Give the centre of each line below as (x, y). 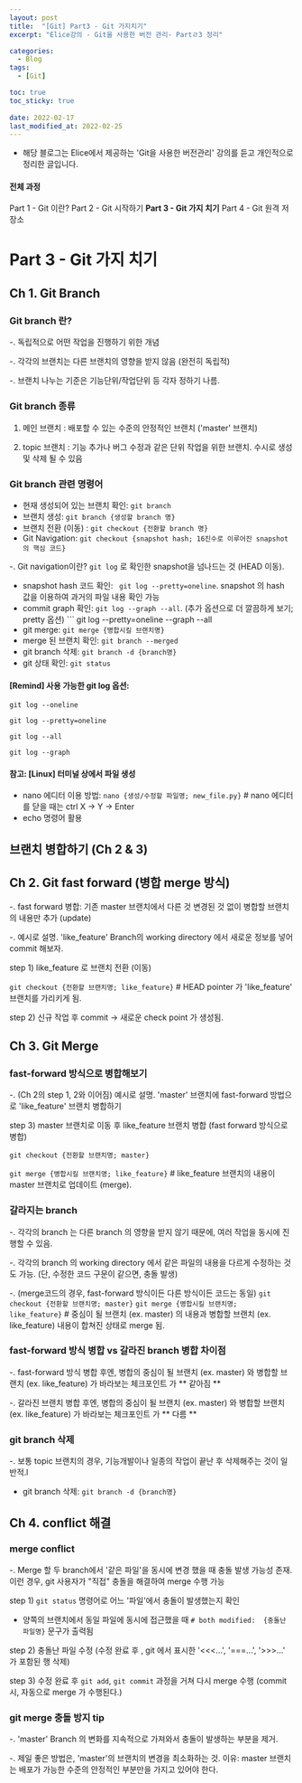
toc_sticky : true (42, 100)
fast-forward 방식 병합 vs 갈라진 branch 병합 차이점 (118, 1351)
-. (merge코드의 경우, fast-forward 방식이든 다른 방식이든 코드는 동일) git (140, 1293)
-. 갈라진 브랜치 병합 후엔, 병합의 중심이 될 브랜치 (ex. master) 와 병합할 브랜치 (147, 1402)
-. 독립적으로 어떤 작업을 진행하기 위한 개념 (84, 342)
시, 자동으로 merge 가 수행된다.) (66, 1692)
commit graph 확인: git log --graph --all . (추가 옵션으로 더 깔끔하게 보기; (158, 608)
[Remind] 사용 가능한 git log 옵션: (69, 685)
